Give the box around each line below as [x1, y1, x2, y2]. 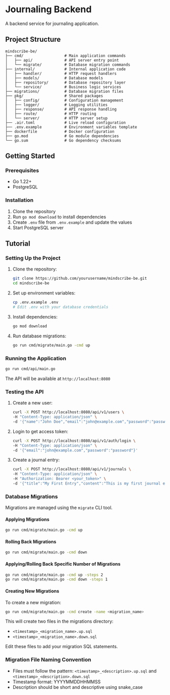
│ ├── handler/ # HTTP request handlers [5, 71, 117, 76]
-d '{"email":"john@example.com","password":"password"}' [12, 447, 138, 453]
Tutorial [5, 239, 30, 248]
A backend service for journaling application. [5, 20, 99, 26]
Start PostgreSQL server [12, 224, 64, 230]
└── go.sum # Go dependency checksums [5, 138, 122, 143]
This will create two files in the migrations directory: [5, 618, 114, 625]
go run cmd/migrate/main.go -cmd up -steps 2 [5, 572, 103, 577]
